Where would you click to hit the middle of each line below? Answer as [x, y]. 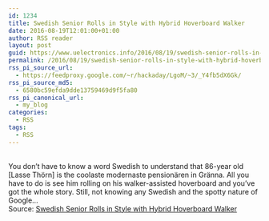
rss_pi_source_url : [41, 68]
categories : [28, 113]
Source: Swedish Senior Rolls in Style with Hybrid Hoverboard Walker [123, 208]
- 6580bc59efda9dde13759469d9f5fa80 [76, 90]
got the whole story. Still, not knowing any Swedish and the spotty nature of [133, 191]
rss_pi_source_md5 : [41, 82]
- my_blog [32, 105]
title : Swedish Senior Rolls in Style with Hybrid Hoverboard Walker [127, 23]
